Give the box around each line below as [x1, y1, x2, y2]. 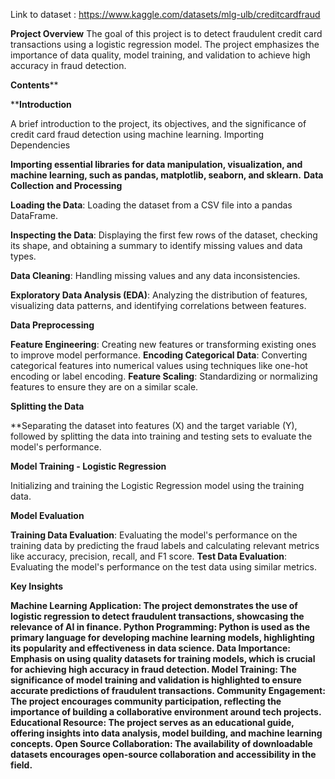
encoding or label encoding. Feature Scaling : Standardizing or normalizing [10, 370, 318, 382]
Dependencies [10, 139, 71, 151]
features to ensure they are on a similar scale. [10, 381, 199, 393]
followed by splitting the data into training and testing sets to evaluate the [10, 430, 313, 442]
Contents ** [10, 79, 59, 91]
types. [10, 250, 37, 262]
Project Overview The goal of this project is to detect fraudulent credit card [10, 28, 323, 39]
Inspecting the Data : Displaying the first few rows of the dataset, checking [10, 229, 318, 241]
